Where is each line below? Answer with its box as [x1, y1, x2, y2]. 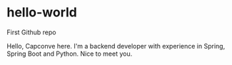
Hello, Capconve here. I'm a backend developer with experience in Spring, [6, 41, 226, 50]
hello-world [6, 4, 78, 21]
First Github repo [6, 28, 56, 36]
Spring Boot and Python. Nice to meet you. [6, 49, 133, 58]
